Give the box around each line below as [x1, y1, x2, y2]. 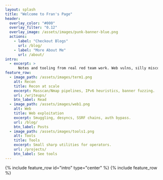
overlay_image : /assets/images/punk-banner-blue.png [9, 30, 118, 34]
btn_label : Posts [14, 124, 49, 129]
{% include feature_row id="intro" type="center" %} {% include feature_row [5, 164, 158, 170]
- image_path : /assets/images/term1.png [9, 75, 92, 80]
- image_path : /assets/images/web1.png [9, 102, 90, 107]
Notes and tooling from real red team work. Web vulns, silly [17, 66, 147, 71]
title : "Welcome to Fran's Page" [5, 12, 73, 16]
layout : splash [5, 7, 36, 12]
